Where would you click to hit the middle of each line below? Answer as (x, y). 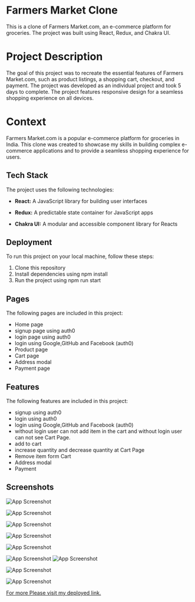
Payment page (32, 368)
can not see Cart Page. (42, 438)
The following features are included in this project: (67, 401)
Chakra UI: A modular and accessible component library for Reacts (96, 224)
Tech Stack (27, 175)
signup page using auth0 (45, 331)
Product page (31, 350)
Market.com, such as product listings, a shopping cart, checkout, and (90, 79)
